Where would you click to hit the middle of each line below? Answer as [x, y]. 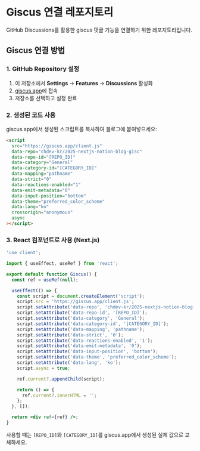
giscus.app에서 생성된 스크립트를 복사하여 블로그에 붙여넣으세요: [82, 129]
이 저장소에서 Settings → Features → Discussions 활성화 [84, 83]
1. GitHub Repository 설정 [43, 69]
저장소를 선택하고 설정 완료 [46, 98]
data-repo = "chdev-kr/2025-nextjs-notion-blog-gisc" [77, 152]
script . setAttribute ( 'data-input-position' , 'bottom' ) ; [88, 352]
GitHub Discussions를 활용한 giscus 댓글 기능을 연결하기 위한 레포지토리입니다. [99, 30]
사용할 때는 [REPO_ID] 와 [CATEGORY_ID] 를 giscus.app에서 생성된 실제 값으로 [95, 435]
